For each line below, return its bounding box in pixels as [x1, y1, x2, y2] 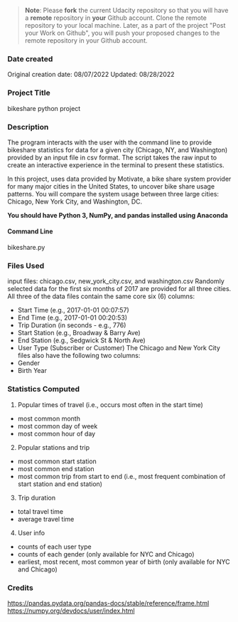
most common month [17, 414, 80, 423]
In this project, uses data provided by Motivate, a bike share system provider [7, 174, 232, 183]
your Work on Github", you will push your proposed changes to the [24, 28, 220, 37]
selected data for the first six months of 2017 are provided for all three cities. [7, 285, 232, 293]
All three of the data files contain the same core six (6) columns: [7, 292, 195, 301]
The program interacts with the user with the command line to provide [7, 138, 212, 147]
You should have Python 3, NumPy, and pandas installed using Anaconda [7, 211, 229, 219]
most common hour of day [17, 429, 96, 438]
